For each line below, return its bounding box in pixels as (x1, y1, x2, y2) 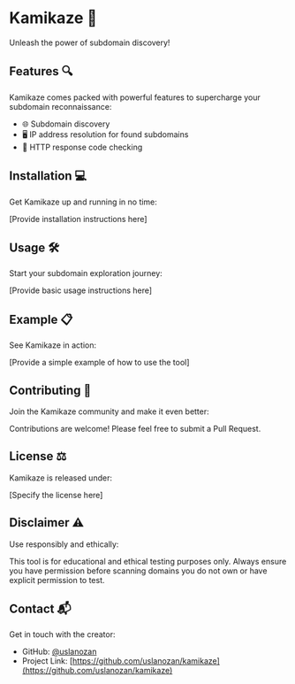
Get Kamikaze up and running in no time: (9, 196, 157, 207)
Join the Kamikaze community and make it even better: (9, 406, 209, 417)
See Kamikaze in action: (9, 340, 97, 350)
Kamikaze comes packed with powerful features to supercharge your (9, 92, 261, 103)
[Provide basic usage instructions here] (9, 285, 153, 296)
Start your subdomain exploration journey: (9, 268, 163, 279)
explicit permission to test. (9, 574, 105, 585)
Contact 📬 (9, 602, 72, 617)
